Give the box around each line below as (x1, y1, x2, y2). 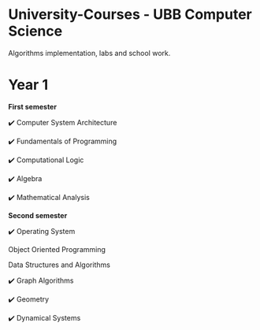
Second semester (8, 210, 68, 220)
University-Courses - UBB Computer (8, 6, 252, 24)
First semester (8, 102, 58, 111)
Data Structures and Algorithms (8, 260, 110, 269)
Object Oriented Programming (8, 244, 106, 254)
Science (8, 22, 63, 40)
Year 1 (8, 76, 49, 94)
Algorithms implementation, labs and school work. (8, 48, 171, 57)
